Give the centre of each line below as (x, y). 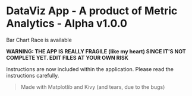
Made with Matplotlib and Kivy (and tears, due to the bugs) (93, 87)
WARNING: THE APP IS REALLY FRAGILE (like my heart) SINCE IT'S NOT (96, 51)
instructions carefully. (33, 75)
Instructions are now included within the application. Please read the (90, 69)
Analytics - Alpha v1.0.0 (67, 23)
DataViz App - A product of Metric (92, 11)
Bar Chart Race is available (39, 40)
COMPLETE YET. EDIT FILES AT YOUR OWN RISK (67, 57)
